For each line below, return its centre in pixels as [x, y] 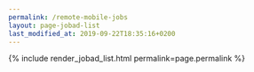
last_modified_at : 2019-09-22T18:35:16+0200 [92, 33]
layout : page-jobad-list [54, 25]
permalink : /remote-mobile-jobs [68, 17]
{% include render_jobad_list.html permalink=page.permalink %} [127, 59]
